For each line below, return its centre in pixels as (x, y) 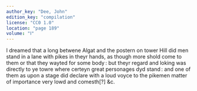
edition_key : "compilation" (41, 17)
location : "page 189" (33, 28)
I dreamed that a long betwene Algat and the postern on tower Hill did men (97, 50)
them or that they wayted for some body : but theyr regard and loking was (96, 63)
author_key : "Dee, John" (37, 12)
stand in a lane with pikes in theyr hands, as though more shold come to (94, 57)
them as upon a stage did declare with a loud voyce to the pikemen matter (97, 76)
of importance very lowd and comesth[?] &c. (61, 82)
